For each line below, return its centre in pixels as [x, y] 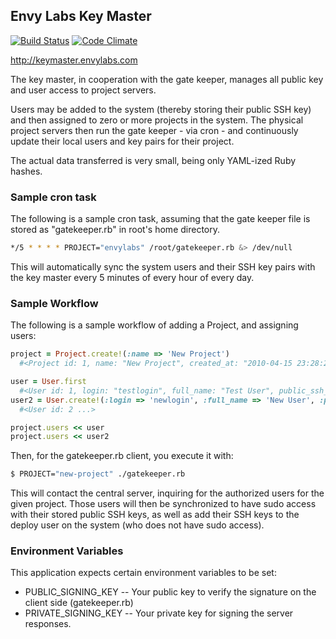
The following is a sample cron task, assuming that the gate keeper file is [160, 219]
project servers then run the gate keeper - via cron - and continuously [154, 130]
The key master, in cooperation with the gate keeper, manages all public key [167, 79]
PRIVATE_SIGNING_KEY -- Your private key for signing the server [159, 613]
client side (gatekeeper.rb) [79, 603]
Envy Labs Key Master [81, 16]
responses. [48, 624]
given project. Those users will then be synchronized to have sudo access [163, 504]
